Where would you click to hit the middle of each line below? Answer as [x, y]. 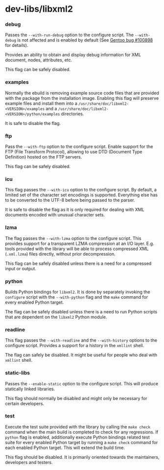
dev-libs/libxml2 [39, 9]
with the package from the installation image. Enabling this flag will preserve [82, 98]
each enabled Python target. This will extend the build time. [65, 447]
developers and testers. [29, 462]
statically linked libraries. [30, 389]
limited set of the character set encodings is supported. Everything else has [82, 195]
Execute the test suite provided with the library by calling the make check [78, 426]
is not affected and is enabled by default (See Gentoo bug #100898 [85, 40]
